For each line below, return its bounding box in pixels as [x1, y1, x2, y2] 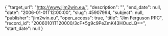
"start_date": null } [5, 25, 43, 31]
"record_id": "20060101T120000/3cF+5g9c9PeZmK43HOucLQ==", [5, 20, 147, 26]
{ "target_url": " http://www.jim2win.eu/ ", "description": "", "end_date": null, [5, 4, 161, 10]
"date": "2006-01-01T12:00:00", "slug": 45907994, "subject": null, [5, 9, 144, 15]
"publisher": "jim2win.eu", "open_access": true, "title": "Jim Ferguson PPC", [5, 15, 163, 20]
